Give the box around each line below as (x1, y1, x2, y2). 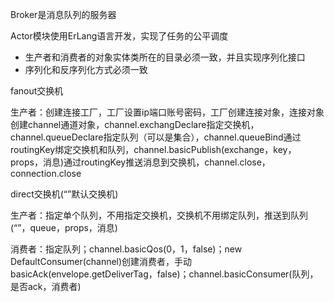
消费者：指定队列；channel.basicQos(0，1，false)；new (10, 243, 243, 255)
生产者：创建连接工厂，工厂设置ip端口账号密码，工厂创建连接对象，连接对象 (10, 106, 325, 118)
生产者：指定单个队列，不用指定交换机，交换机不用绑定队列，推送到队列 (10, 209, 308, 221)
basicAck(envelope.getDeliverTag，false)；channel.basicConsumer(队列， (10, 268, 319, 280)
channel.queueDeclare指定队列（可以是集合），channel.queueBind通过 (10, 131, 302, 143)
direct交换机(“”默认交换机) (10, 188, 119, 200)
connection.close (10, 168, 82, 179)
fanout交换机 (10, 85, 64, 97)
